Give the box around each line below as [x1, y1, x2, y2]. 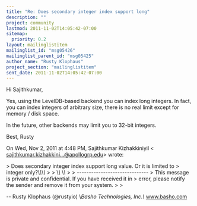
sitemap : [6, 31, 28, 37]
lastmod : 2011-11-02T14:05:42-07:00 [6, 25, 97, 32]
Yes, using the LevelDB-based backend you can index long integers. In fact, [6, 98, 192, 105]
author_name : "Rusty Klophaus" [6, 58, 84, 64]
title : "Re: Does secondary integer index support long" [6, 8, 150, 15]
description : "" [6, 14, 46, 20]
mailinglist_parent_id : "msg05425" [6, 53, 94, 59]
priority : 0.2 [11, 36, 46, 42]
